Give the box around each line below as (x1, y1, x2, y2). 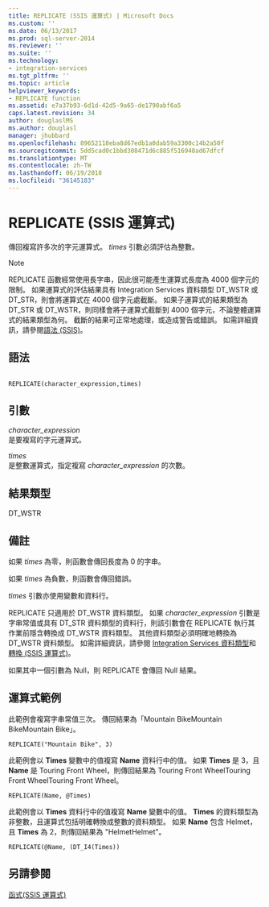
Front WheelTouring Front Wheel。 (8, 775, 123, 785)
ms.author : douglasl (8, 124, 78, 132)
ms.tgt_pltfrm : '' (8, 72, 70, 80)
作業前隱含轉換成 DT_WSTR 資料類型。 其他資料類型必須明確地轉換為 (8, 628, 237, 638)
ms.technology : (8, 57, 59, 65)
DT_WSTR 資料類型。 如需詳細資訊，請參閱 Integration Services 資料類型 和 (8, 638, 257, 648)
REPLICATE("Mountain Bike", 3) (8, 740, 113, 748)
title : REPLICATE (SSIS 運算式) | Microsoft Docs (8, 11, 174, 20)
